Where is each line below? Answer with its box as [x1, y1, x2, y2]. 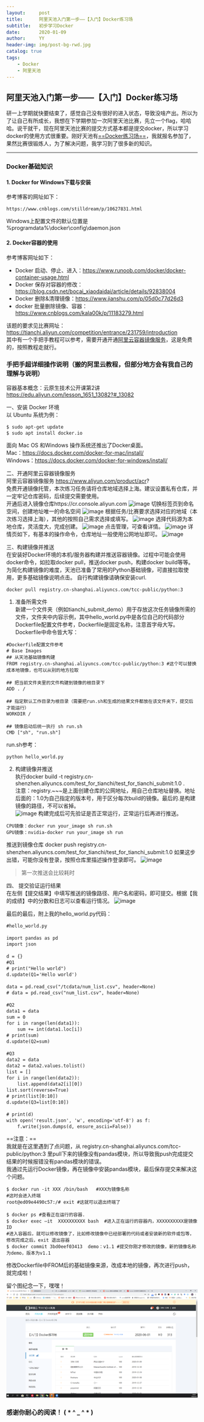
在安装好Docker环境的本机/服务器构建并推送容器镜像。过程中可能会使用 [6, 551, 186, 558]
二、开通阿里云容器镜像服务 [6, 469, 76, 477]
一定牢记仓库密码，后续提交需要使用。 [6, 492, 102, 500]
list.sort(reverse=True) [6, 1087, 69, 1093]
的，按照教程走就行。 [6, 343, 59, 351]
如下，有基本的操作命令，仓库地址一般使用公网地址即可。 [16, 530, 161, 537]
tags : [6, 55, 20, 61]
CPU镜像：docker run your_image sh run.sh [6, 823, 113, 829]
